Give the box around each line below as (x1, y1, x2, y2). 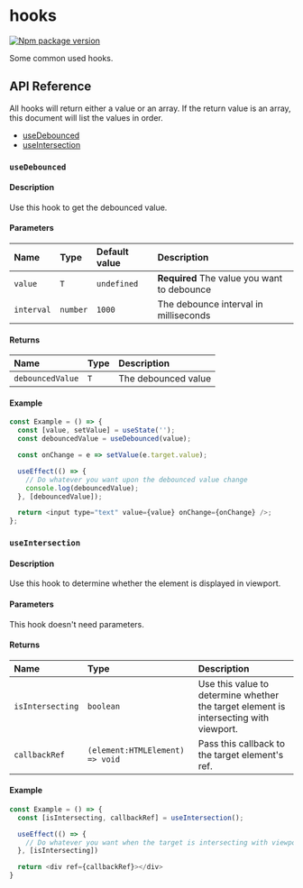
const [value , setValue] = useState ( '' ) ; (17, 426, 176, 435)
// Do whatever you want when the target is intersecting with (25, 838, 269, 847)
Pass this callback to (197, 737, 286, 749)
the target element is (197, 700, 286, 712)
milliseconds (157, 309, 211, 322)
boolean (87, 700, 120, 711)
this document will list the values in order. (9, 112, 164, 123)
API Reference (9, 78, 92, 95)
